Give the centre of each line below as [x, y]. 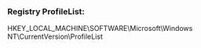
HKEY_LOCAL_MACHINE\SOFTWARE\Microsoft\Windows [100, 29]
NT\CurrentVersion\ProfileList [55, 36]
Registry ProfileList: [46, 12]
